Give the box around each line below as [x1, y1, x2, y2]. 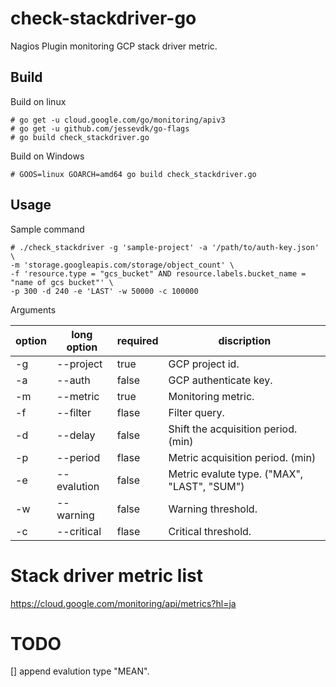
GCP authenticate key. [168, 373, 273, 387]
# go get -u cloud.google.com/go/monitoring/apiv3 [10, 115, 226, 125]
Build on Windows [10, 150, 85, 162]
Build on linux [10, 95, 67, 107]
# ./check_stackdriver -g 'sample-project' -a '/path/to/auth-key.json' [10, 242, 320, 252]
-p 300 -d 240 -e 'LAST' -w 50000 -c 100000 [10, 286, 199, 296]
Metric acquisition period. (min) [168, 450, 317, 464]
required [116, 333, 159, 347]
